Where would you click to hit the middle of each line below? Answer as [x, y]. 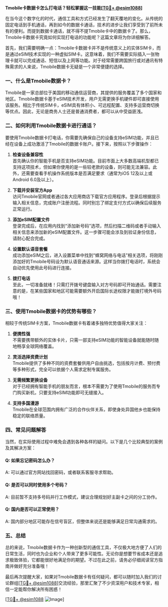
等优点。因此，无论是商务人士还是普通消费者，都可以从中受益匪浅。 [75, 112]
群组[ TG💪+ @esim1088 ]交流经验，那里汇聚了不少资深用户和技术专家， [82, 583]
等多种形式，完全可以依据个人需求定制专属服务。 [63, 369]
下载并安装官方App [32, 190]
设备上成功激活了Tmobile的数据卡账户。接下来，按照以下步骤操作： [83, 144]
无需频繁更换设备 [30, 380]
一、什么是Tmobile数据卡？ [38, 81]
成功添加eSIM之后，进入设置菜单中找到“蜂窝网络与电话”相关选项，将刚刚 [87, 255]
